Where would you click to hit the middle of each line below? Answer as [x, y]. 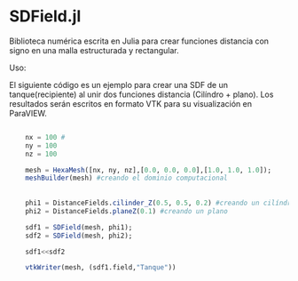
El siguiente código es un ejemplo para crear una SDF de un [119, 84]
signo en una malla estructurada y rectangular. [94, 50]
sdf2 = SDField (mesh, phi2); [79, 236]
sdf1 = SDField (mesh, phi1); [79, 227]
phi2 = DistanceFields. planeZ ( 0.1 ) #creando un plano [126, 211]
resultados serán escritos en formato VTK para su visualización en [131, 103]
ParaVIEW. [28, 113]
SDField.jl [45, 16]
